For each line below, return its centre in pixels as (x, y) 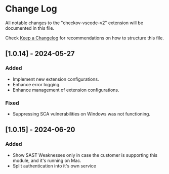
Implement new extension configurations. (56, 79)
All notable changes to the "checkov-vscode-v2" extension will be (74, 23)
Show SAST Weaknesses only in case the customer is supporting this (85, 155)
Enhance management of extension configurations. (66, 90)
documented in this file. (30, 28)
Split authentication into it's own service (54, 166)
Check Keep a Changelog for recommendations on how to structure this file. (85, 38)
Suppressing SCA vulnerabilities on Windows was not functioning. (81, 113)
